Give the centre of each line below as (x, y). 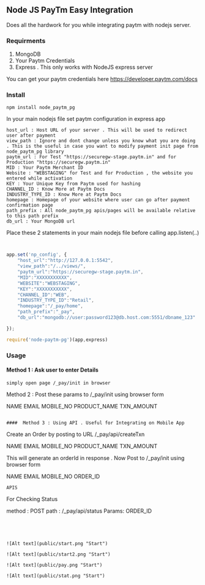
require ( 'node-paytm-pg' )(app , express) (57, 340)
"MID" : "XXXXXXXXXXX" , (45, 277)
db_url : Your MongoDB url (41, 221)
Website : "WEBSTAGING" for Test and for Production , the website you (99, 173)
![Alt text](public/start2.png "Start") (59, 554)
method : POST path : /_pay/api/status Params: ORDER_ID (79, 511)
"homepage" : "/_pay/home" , (50, 306)
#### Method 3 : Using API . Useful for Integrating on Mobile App (95, 422)
